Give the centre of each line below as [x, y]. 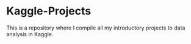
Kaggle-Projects [49, 11]
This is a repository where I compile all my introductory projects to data [96, 28]
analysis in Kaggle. [30, 34]
